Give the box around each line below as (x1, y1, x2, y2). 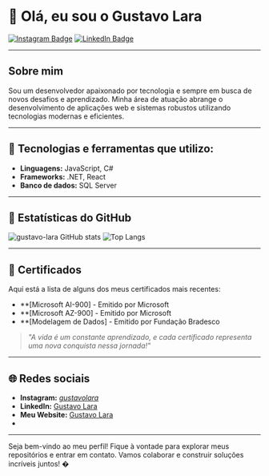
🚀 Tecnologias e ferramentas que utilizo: (8, 142, 215, 155)
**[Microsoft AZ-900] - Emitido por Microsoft (19, 309, 172, 318)
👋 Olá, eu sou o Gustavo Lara (8, 7, 203, 26)
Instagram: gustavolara (19, 393, 99, 402)
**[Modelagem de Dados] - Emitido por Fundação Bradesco (19, 317, 220, 327)
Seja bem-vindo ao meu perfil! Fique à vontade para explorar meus (8, 442, 230, 451)
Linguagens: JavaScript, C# (19, 163, 114, 173)
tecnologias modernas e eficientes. (8, 111, 125, 121)
